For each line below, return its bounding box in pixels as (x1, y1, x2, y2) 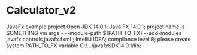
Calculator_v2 (6, 4, 77, 17)
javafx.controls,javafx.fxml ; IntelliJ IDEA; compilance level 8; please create (6, 35, 191, 43)
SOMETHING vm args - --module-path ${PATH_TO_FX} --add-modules (6, 29, 182, 36)
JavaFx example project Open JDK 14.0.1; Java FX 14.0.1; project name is (6, 23, 185, 30)
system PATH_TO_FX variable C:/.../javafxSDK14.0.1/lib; (6, 42, 142, 49)
